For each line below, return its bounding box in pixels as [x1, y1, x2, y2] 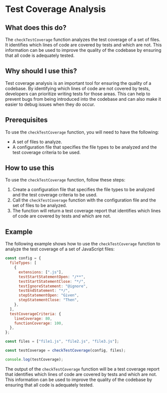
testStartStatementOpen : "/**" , [18, 274, 86, 279]
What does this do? [5, 23, 67, 32]
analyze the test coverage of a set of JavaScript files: [5, 246, 115, 252]
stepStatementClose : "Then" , [18, 298, 79, 303]
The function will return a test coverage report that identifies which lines [12, 208, 161, 214]
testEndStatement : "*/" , [18, 288, 70, 293]
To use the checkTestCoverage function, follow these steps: [5, 177, 126, 183]
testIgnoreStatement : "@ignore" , [18, 283, 88, 289]
